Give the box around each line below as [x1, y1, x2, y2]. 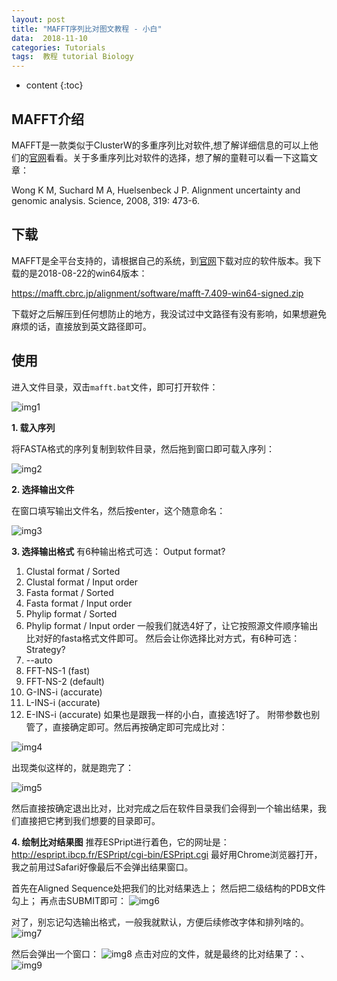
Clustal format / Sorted [25, 565, 121, 577]
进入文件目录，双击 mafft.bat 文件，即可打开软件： [11, 381, 219, 393]
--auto [25, 654, 53, 666]
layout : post [11, 14, 66, 25]
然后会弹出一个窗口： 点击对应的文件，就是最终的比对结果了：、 [11, 947, 310, 960]
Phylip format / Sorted [25, 607, 118, 620]
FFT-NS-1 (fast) [25, 664, 91, 676]
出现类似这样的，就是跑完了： [11, 761, 134, 773]
